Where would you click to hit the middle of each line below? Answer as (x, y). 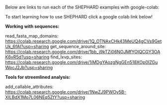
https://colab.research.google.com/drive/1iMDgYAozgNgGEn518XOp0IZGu (82, 62)
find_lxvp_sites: (66, 57)
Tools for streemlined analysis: (38, 77)
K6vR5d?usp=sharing (27, 57)
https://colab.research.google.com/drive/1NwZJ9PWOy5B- (66, 92)
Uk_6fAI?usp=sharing (27, 46)
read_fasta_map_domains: (32, 36)
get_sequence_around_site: (78, 46)
